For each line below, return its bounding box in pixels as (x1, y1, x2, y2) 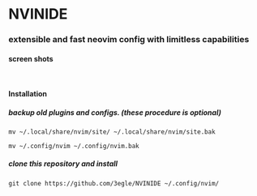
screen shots (8, 53, 54, 63)
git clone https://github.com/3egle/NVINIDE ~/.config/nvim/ (8, 179, 220, 187)
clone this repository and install (8, 159, 118, 168)
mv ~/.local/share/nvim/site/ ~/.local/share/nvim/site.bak (8, 127, 216, 136)
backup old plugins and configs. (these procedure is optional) (8, 107, 221, 117)
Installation (8, 88, 47, 98)
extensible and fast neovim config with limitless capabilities (8, 34, 250, 45)
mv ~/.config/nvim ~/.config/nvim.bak (8, 142, 139, 150)
